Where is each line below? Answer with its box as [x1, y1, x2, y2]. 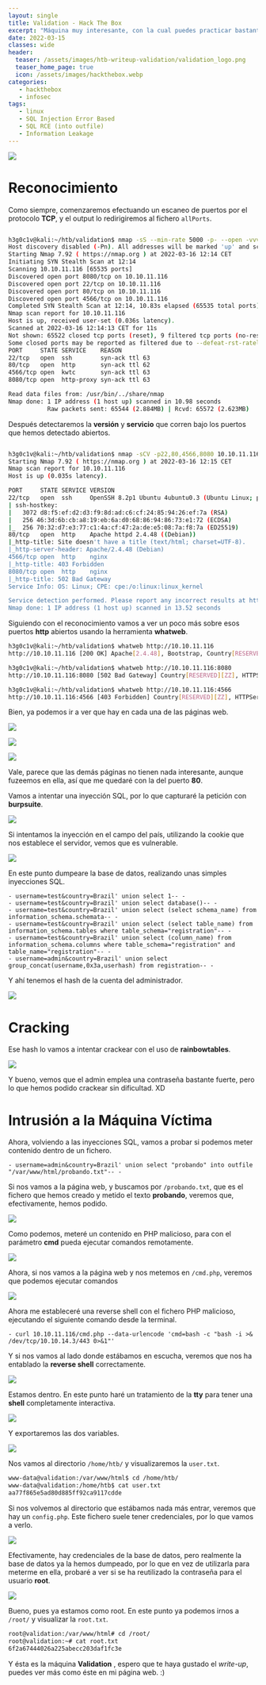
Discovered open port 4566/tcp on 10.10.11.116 [8, 294, 169, 302]
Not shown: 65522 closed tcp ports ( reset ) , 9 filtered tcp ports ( [8, 331, 239, 340]
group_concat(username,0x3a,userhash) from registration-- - [8, 962, 215, 970]
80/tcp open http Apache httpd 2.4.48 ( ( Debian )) [8, 531, 196, 539]
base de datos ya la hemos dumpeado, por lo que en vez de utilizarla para [8, 1559, 250, 1568]
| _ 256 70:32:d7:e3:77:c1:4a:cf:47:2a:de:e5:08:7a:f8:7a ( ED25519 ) [8, 523, 239, 532]
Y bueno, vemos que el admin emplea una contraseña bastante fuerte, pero [8, 1075, 255, 1084]
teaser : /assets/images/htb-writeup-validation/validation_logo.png [15, 56, 246, 64]
